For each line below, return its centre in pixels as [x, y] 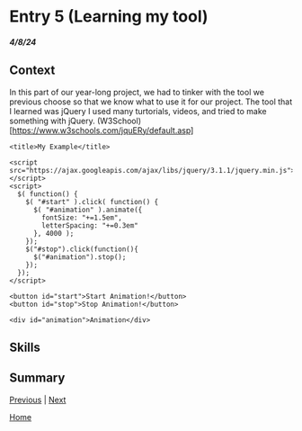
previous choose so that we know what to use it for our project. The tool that [151, 102]
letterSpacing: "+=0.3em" [90, 225]
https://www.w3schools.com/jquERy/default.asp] [103, 130]
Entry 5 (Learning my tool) [109, 17]
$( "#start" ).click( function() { [92, 202]
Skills [25, 347]
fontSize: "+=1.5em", [82, 218]
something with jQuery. [53, 121]
